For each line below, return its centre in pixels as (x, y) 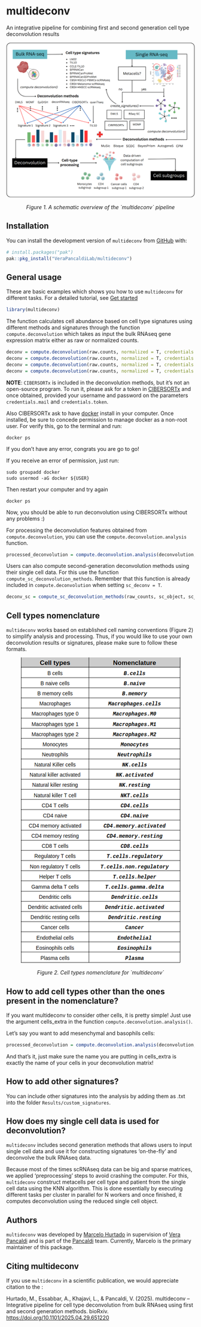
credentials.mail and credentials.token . (57, 401)
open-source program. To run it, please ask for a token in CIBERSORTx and (99, 389)
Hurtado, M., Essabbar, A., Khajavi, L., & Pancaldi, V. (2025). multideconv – (98, 1299)
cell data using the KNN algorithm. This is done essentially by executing (95, 1188)
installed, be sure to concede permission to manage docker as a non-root (97, 419)
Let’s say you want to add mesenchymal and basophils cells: (81, 1033)
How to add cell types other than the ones (86, 992)
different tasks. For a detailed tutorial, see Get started (72, 298)
